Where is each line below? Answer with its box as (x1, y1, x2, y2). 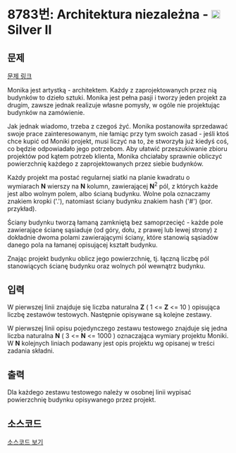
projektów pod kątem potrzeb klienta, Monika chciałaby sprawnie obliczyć (7, 152, 223, 160)
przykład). (7, 204, 37, 212)
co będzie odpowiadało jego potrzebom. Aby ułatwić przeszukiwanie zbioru (7, 145, 228, 152)
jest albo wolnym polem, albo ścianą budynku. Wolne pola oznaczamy (7, 189, 211, 198)
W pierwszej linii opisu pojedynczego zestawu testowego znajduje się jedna (7, 324, 228, 332)
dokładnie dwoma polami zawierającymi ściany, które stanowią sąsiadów (7, 233, 219, 241)
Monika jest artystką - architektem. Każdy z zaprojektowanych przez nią (7, 86, 217, 94)
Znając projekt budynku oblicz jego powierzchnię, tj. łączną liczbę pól (7, 254, 209, 262)
